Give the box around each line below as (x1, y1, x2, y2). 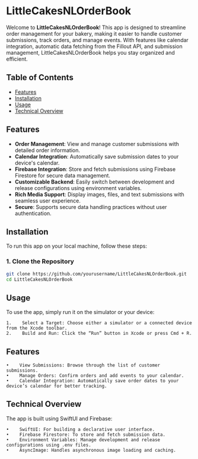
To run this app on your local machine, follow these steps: (6, 242, 147, 250)
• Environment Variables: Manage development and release (6, 436, 161, 443)
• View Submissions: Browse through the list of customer (6, 362, 161, 369)
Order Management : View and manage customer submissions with (14, 140, 180, 147)
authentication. (14, 210, 52, 217)
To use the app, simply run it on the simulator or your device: (6, 309, 155, 316)
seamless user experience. (14, 197, 81, 204)
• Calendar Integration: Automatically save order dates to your (6, 378, 179, 384)
